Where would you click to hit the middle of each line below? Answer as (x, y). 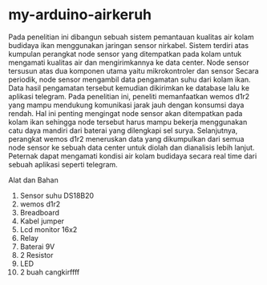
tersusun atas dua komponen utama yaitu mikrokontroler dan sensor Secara (133, 70)
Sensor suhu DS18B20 (57, 195)
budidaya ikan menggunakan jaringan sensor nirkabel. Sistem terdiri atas (129, 45)
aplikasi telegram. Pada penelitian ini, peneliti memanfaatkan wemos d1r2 (129, 96)
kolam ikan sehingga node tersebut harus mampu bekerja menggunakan (128, 122)
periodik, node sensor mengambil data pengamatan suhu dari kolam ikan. (129, 79)
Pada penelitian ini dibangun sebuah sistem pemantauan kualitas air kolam (131, 37)
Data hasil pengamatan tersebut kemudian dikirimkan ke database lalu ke (129, 88)
